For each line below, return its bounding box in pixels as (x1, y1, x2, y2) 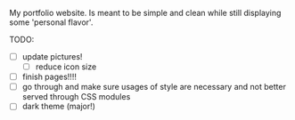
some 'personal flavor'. (9, 17, 94, 28)
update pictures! (21, 52, 83, 61)
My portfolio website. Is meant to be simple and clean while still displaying (9, 8, 282, 18)
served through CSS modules (21, 92, 131, 102)
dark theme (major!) (21, 101, 96, 112)
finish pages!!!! (21, 71, 78, 83)
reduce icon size (35, 61, 97, 72)
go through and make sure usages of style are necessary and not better (21, 82, 287, 92)
